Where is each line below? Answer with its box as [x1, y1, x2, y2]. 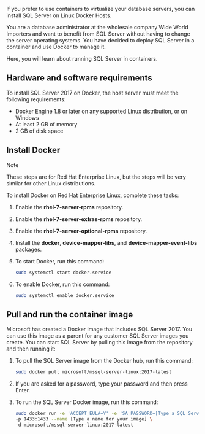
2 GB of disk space [15, 127, 64, 134]
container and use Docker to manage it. [6, 43, 106, 50]
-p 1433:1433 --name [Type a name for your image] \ [15, 416, 153, 422]
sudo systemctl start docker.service [15, 269, 112, 276]
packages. [15, 246, 42, 253]
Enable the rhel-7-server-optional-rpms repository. [15, 227, 147, 234]
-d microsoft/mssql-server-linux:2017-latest [15, 422, 133, 428]
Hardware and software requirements [6, 73, 153, 83]
